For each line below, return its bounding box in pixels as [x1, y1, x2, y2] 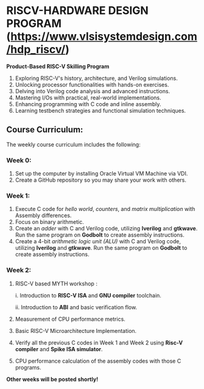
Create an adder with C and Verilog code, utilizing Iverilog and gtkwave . [15, 225, 198, 232]
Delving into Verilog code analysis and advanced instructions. [15, 87, 171, 95]
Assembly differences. [15, 212, 72, 219]
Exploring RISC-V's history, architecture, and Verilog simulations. [15, 74, 178, 82]
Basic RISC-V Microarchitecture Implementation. [15, 327, 137, 334]
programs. [15, 363, 41, 371]
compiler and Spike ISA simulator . [15, 345, 103, 352]
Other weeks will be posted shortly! [6, 376, 99, 383]
